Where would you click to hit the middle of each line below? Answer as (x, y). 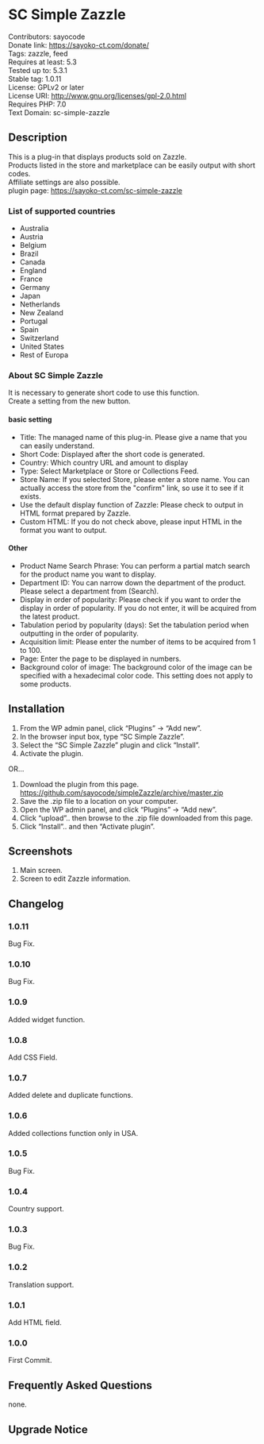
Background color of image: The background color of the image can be (136, 667)
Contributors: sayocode (47, 37)
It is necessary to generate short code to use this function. (104, 393)
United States (42, 346)
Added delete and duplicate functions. (71, 1095)
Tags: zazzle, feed (38, 53)
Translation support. (41, 1284)
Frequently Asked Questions (80, 1385)
